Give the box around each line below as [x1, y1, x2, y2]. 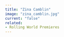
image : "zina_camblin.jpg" [5, 12, 60, 16]
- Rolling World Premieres [5, 25, 60, 30]
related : [5, 20, 23, 25]
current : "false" [5, 16, 40, 21]
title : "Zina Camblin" [5, 7, 51, 12]
